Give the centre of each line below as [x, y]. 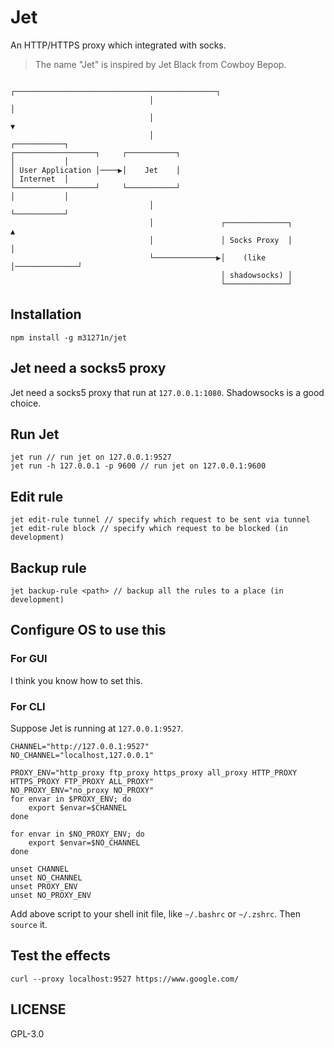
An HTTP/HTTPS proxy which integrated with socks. [118, 45]
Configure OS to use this [88, 630]
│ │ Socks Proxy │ [220, 240]
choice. [26, 403]
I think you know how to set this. [76, 680]
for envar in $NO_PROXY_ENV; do [77, 834]
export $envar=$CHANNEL [78, 807]
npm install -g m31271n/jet [69, 337]
